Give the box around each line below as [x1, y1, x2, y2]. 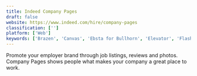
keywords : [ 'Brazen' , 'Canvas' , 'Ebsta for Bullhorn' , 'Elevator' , [6, 36, 175, 42]
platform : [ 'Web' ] [6, 30, 51, 36]
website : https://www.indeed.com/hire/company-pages [6, 19, 138, 25]
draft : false [6, 14, 38, 20]
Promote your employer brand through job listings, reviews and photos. [6, 52, 178, 58]
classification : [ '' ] [6, 25, 59, 31]
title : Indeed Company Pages [6, 8, 77, 15]
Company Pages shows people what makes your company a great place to [6, 58, 187, 65]
